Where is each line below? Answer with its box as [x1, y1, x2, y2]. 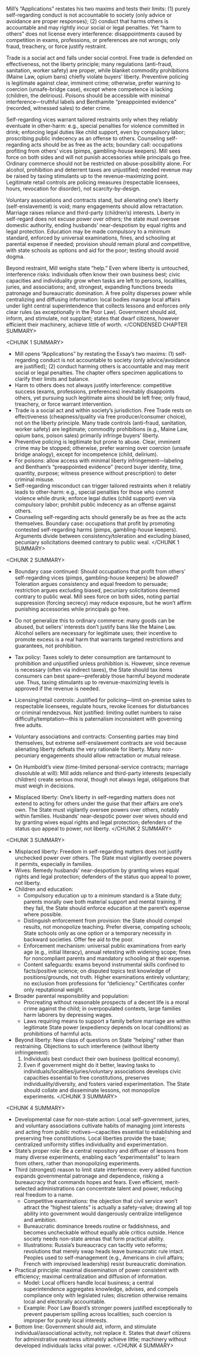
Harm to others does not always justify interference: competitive [14, 382, 172, 388]
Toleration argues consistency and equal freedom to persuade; [14, 581, 168, 587]
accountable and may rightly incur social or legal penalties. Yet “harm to [6, 24, 181, 31]
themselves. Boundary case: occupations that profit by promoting [14, 520, 175, 527]
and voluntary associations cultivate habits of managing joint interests [14, 1122, 185, 1129]
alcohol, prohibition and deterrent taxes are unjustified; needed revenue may [6, 166, 193, 173]
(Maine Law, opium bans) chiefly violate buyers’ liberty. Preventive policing [6, 73, 189, 80]
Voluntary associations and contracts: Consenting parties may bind [14, 733, 178, 740]
